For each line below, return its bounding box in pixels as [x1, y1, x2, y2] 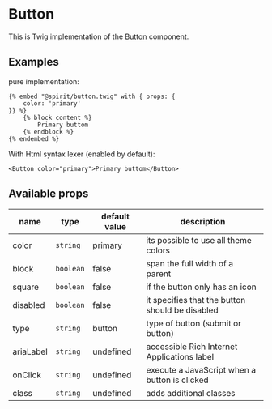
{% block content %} [23, 113, 92, 121]
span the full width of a [146, 258, 233, 269]
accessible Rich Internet [146, 341, 238, 352]
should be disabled [146, 305, 219, 316]
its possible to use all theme [146, 234, 253, 245]
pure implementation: [8, 76, 79, 86]
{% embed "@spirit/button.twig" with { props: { [8, 92, 176, 100]
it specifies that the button [146, 294, 246, 305]
